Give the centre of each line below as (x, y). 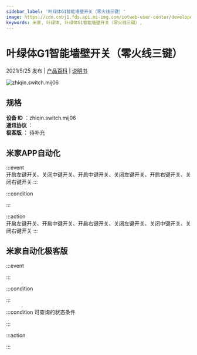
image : (14, 17)
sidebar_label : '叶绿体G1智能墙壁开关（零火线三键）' (66, 11)
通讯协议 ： (20, 125)
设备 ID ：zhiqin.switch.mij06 (41, 118)
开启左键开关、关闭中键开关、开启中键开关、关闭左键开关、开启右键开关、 (96, 174)
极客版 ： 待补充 (26, 132)
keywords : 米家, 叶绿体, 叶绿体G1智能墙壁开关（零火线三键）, (74, 22)
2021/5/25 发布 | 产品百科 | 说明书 (47, 71)
